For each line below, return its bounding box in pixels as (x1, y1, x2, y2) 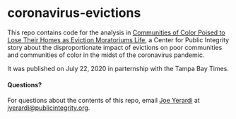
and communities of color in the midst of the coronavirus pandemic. (7, 51, 205, 59)
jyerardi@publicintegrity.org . (7, 104, 90, 112)
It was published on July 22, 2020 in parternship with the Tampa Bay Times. (7, 64, 230, 73)
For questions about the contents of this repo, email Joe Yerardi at (7, 96, 200, 105)
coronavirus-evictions (7, 5, 141, 21)
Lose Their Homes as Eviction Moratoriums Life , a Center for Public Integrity (7, 35, 230, 44)
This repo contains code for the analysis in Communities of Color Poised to (7, 28, 225, 37)
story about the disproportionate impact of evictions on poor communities (7, 43, 223, 51)
